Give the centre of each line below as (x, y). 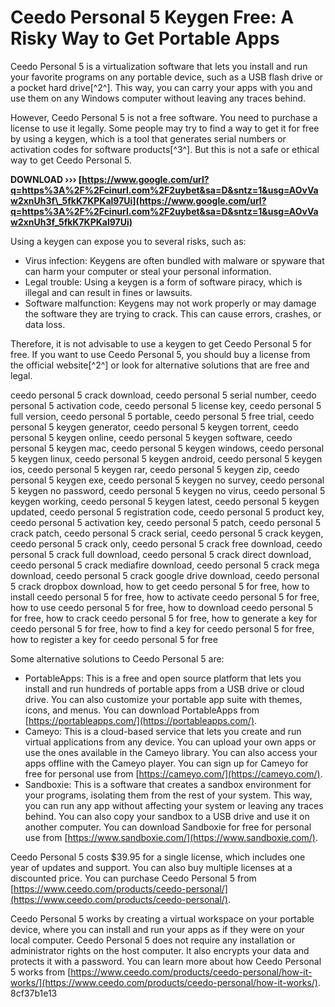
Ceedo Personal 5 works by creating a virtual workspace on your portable (162, 918)
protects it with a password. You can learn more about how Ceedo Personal (166, 961)
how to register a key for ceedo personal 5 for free (114, 639)
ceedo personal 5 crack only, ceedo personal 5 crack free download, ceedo (166, 543)
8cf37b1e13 (34, 993)
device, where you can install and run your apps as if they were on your (157, 929)
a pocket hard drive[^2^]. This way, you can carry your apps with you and (161, 87)
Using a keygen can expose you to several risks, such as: (128, 241)
